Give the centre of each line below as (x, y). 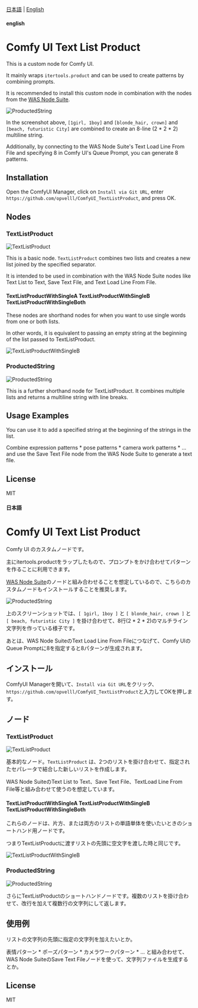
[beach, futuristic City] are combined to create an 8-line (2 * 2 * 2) (92, 128)
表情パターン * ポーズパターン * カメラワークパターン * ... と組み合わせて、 (97, 952)
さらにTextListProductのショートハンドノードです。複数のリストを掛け (92, 896)
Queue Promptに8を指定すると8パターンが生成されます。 (76, 648)
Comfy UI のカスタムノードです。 (47, 549)
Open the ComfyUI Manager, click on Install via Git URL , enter (85, 192)
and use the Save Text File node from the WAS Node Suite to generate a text (99, 454)
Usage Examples (38, 416)
